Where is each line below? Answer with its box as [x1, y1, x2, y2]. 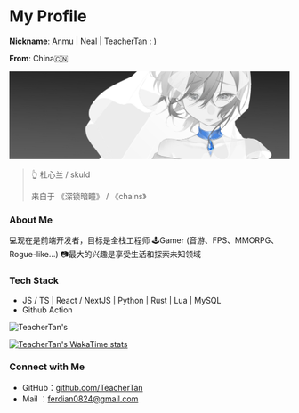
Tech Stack [9, 274, 60, 287]
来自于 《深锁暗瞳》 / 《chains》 [30, 190, 147, 201]
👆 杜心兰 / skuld [30, 169, 91, 180]
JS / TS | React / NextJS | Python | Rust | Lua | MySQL [21, 295, 222, 305]
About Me [9, 214, 53, 226]
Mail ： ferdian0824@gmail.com [21, 393, 139, 404]
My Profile [9, 6, 87, 27]
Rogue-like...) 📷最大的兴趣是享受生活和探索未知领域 [9, 249, 202, 260]
